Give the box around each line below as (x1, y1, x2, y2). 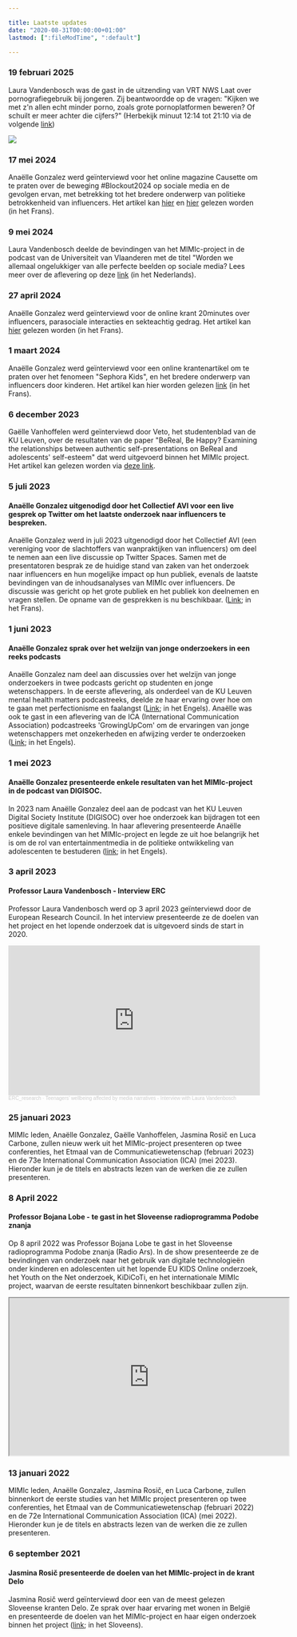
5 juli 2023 (8, 481, 50, 492)
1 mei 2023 (8, 758, 52, 769)
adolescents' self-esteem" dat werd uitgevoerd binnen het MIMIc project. (8, 453, 250, 462)
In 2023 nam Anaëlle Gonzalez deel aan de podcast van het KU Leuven (8, 803, 243, 813)
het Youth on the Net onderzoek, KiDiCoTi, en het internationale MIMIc (8, 1273, 240, 1283)
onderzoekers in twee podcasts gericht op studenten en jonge (8, 678, 213, 688)
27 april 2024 (8, 290, 61, 301)
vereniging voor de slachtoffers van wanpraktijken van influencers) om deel (8, 544, 257, 554)
